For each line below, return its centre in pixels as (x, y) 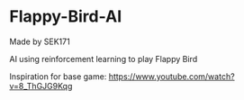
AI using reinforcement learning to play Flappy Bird (104, 59)
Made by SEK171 (40, 41)
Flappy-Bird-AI (66, 17)
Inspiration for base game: (58, 76)
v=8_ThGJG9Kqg (41, 86)
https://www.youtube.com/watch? (172, 76)
